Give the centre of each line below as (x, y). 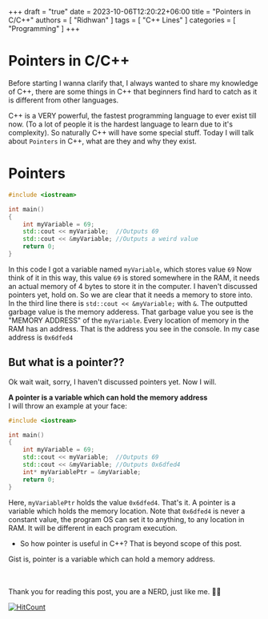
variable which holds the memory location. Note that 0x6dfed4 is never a (127, 511)
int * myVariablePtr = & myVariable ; (82, 472)
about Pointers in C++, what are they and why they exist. (103, 141)
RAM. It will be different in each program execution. (93, 528)
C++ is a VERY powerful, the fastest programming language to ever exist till (133, 115)
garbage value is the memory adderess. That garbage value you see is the (131, 312)
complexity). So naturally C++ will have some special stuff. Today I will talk (131, 132)
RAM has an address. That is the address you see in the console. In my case (134, 328)
